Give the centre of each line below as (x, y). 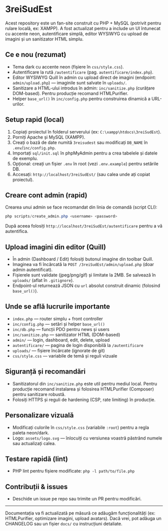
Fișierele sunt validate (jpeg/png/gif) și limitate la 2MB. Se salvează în (84, 275)
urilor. (18, 104)
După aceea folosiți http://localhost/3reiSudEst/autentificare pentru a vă (84, 226)
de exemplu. (25, 158)
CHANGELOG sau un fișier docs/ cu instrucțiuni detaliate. (64, 524)
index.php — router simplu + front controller (58, 318)
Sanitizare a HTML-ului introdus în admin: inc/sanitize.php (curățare (83, 88)
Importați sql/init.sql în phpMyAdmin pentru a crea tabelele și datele (85, 153)
